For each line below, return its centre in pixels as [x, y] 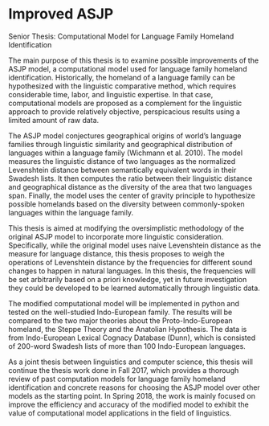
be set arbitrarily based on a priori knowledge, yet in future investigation [128, 279]
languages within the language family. [71, 212]
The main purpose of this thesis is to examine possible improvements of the [134, 60]
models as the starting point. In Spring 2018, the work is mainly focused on [132, 395]
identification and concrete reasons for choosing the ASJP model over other [134, 387]
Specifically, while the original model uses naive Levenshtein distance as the [135, 245]
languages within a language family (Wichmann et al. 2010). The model [126, 153]
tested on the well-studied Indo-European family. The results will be [120, 312]
